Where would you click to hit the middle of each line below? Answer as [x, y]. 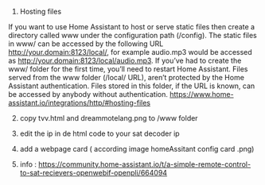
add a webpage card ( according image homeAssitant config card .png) [137, 149]
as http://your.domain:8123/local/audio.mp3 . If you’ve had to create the [125, 60]
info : [28, 164]
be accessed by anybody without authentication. [88, 94]
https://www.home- [202, 94]
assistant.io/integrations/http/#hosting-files [80, 103]
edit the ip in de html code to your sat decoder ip [100, 133]
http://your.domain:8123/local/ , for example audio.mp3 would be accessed [130, 52]
